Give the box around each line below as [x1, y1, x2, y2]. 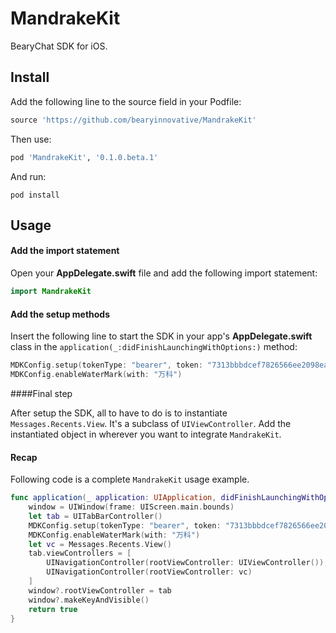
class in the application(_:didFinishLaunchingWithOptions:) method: [10, 341, 298, 353]
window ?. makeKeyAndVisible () [28, 595, 150, 605]
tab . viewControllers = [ [28, 548, 132, 559]
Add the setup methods [10, 308, 111, 320]
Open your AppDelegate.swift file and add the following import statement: [10, 267, 318, 279]
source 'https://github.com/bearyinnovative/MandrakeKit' [10, 115, 257, 125]
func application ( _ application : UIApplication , [10, 493, 217, 503]
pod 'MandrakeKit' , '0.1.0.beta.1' [10, 152, 159, 162]
